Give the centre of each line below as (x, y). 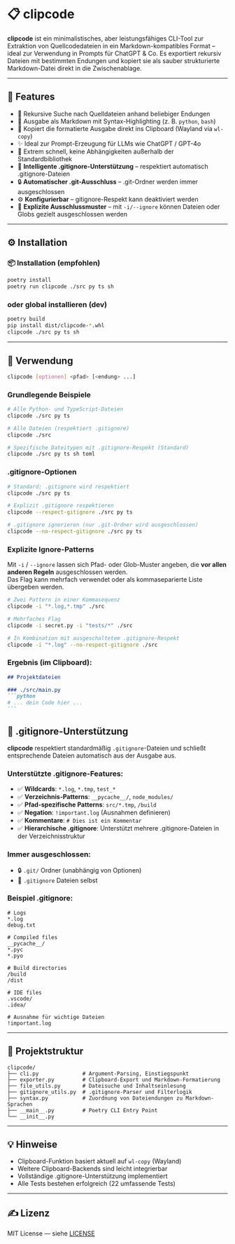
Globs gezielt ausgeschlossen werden (72, 214)
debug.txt (22, 925)
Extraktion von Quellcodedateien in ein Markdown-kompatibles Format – (111, 46)
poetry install (29, 280)
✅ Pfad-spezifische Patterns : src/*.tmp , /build (87, 805)
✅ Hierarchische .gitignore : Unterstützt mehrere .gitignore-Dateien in (118, 828)
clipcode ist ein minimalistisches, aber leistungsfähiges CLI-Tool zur (106, 38)
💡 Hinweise (33, 1145)
